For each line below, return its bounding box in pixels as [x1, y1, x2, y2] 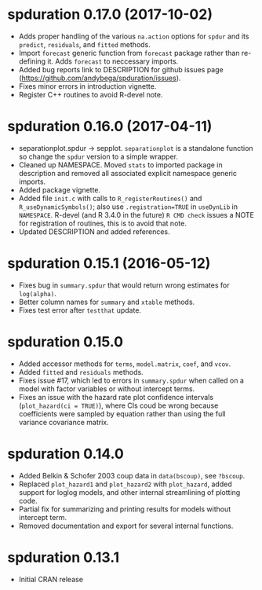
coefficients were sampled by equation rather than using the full [18, 409, 226, 418]
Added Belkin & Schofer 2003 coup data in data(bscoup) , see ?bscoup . [18, 471, 246, 480]
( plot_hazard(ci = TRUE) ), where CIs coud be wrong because [18, 401, 219, 410]
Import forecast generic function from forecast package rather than [18, 48, 240, 57]
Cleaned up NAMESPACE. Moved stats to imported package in [18, 159, 223, 170]
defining [18, 57, 46, 66]
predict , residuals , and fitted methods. [18, 39, 151, 49]
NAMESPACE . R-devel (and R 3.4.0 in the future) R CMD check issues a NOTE [18, 210, 254, 219]
